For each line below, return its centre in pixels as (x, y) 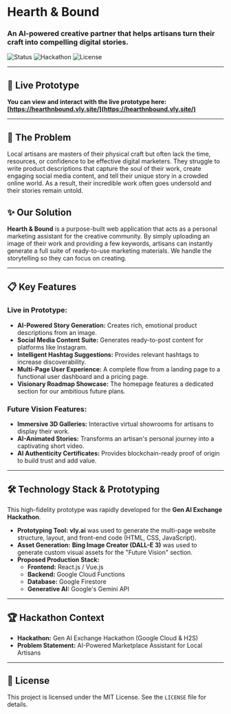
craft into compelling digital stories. (68, 42)
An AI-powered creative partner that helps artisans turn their (111, 34)
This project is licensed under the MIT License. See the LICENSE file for (107, 697)
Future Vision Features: (47, 409)
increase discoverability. (52, 362)
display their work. (43, 431)
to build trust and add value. (57, 460)
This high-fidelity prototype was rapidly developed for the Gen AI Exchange (115, 509)
